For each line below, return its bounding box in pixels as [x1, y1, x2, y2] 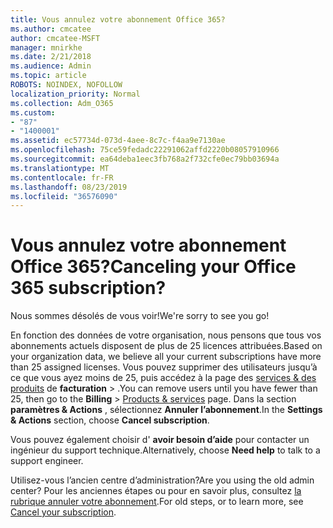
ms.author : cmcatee [10, 24, 92, 34]
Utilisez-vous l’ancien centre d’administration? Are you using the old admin [10, 474, 315, 486]
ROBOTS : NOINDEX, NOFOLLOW [10, 80, 123, 90]
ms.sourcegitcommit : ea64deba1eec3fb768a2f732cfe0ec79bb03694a [10, 154, 280, 164]
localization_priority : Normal [10, 89, 141, 99]
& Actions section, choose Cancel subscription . [10, 414, 210, 426]
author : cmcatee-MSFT [10, 33, 101, 43]
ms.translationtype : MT [10, 163, 110, 173]
